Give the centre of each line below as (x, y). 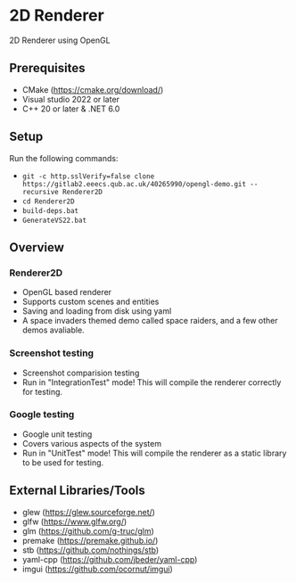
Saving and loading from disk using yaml (97, 311)
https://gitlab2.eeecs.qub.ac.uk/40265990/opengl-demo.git (134, 184)
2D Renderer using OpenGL (60, 40)
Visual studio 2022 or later (71, 99)
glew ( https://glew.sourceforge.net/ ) (89, 512)
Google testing (42, 415)
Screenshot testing (52, 353)
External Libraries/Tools (77, 491)
